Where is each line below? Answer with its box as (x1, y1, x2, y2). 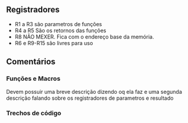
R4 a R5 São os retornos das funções (14, 27, 106, 34)
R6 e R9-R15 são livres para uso (14, 39, 93, 46)
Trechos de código (6, 109, 61, 118)
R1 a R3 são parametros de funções (14, 20, 102, 27)
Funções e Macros (6, 74, 61, 83)
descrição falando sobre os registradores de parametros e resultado (6, 94, 174, 102)
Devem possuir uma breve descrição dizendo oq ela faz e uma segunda (6, 88, 183, 95)
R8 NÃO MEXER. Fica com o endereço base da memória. (14, 33, 155, 40)
